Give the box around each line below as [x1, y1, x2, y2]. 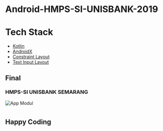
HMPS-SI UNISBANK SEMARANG [5, 89, 88, 96]
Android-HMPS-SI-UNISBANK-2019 [5, 4, 158, 15]
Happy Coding [5, 118, 51, 126]
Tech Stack [5, 27, 53, 38]
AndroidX [12, 49, 33, 55]
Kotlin [12, 43, 25, 49]
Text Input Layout [12, 59, 49, 65]
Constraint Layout [12, 54, 50, 60]
